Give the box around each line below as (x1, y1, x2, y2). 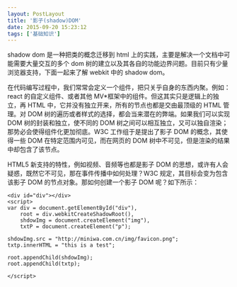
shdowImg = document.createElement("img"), (20, 217, 151, 224)
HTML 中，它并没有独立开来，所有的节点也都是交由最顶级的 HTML (27, 101, 221, 110)
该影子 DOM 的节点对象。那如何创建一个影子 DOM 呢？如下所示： (7, 178, 200, 186)
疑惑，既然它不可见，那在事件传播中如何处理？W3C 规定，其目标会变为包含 (7, 169, 229, 178)
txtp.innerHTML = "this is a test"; (7, 242, 115, 249)
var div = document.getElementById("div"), (7, 205, 138, 212)
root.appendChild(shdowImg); (7, 254, 93, 261)
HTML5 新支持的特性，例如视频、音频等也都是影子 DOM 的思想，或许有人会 (7, 160, 229, 169)
